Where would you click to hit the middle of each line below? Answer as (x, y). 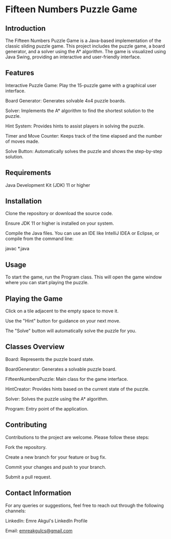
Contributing (26, 425)
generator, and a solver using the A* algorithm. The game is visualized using (86, 51)
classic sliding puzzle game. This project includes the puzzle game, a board (85, 46)
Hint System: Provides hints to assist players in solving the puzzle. (75, 126)
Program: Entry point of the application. (47, 408)
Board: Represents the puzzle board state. (50, 359)
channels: (16, 511)
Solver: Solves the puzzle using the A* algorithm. (57, 399)
